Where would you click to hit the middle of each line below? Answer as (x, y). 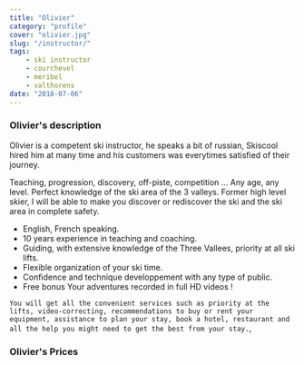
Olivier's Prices (44, 351)
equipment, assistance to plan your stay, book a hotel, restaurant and (150, 319)
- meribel (44, 77)
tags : (20, 52)
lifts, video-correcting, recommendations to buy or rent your (132, 311)
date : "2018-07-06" (46, 94)
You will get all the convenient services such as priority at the (140, 303)
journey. (25, 164)
